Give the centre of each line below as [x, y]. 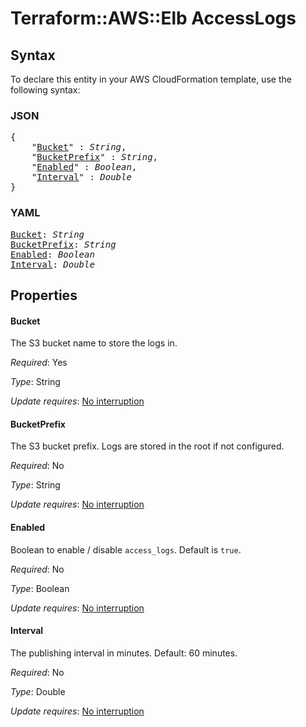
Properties [44, 295]
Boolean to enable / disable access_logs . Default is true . [126, 549]
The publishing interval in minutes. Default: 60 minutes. [124, 653]
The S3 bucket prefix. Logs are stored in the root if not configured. [147, 446]
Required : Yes [39, 363]
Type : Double [38, 691]
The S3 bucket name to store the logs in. [94, 343]
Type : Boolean [40, 588]
